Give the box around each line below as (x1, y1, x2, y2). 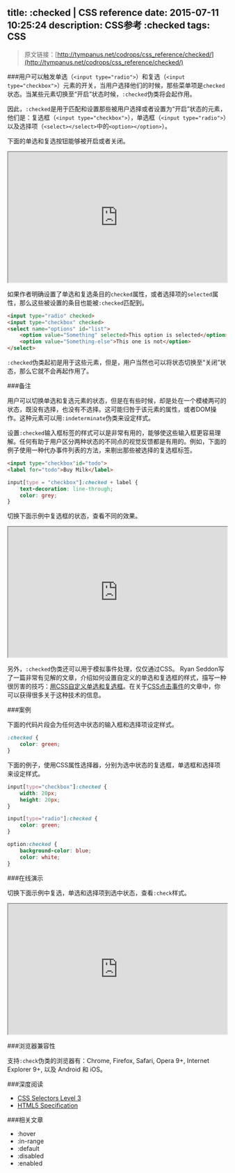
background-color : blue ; (19, 847, 92, 854)
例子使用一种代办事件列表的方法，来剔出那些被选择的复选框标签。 (7, 446, 196, 454)
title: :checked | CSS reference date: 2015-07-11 (7, 7, 219, 19)
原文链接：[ (24, 50, 58, 58)
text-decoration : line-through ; (19, 485, 113, 493)
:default (17, 1144, 40, 1152)
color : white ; (19, 854, 60, 861)
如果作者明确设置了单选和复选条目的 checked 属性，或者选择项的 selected (7, 289, 213, 298)
